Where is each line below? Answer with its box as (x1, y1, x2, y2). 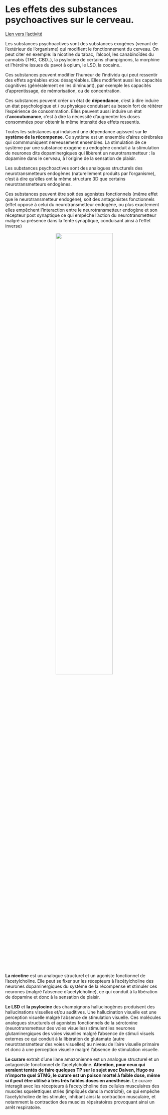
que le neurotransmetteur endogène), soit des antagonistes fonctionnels (5, 196, 155, 202)
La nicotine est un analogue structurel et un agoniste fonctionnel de (5, 972, 145, 979)
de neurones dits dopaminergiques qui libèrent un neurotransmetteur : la (5, 150, 155, 156)
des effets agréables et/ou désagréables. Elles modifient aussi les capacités (5, 77, 162, 83)
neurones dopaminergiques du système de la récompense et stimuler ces (5, 983, 157, 989)
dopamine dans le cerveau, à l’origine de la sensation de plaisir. (5, 155, 136, 161)
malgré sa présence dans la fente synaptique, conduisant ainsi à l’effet (5, 217, 151, 223)
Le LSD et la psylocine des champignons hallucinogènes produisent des (5, 1003, 155, 1009)
